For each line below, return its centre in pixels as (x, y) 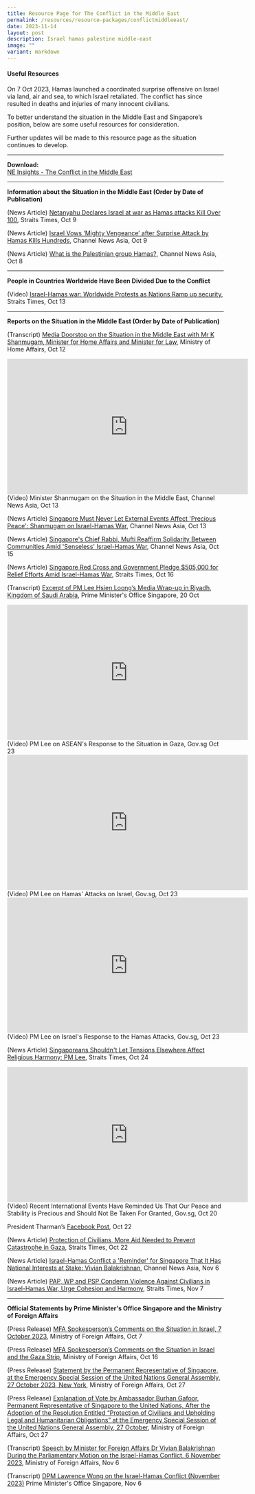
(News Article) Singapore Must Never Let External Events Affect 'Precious (112, 519)
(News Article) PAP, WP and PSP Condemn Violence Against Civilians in (109, 1281)
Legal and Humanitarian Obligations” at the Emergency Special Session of (112, 1420)
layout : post (26, 33)
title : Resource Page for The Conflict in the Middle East (93, 13)
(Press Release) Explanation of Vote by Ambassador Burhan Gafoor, (103, 1398)
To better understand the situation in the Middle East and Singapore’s (105, 117)
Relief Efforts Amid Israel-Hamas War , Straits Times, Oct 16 (90, 574)
